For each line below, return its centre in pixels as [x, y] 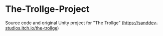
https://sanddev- [140, 23]
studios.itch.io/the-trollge [31, 28]
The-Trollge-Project [47, 9]
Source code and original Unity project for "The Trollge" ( [64, 23]
